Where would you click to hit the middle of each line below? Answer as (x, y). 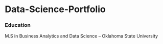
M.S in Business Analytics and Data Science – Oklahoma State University (81, 36)
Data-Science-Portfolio (55, 9)
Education (18, 25)
